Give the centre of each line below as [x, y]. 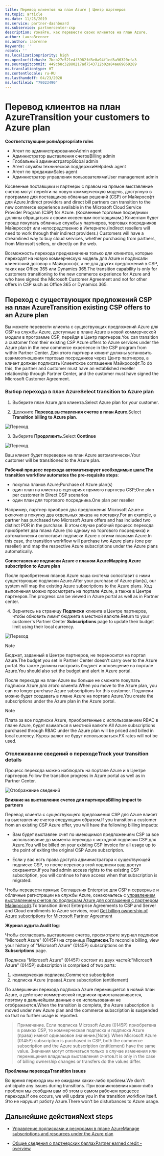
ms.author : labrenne [26, 42]
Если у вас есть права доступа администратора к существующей [81, 859]
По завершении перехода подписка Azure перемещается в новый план [80, 989]
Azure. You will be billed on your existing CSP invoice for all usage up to [84, 845]
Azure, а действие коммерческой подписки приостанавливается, [74, 994]
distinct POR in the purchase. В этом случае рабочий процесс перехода [80, 525]
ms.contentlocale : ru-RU [30, 74]
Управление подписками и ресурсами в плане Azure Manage [76, 1129]
